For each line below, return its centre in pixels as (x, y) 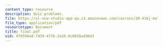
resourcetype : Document (29, 27)
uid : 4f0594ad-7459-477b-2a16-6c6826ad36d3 (50, 36)
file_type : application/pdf (33, 23)
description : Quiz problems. (34, 14)
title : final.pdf (23, 32)
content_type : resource (29, 9)
